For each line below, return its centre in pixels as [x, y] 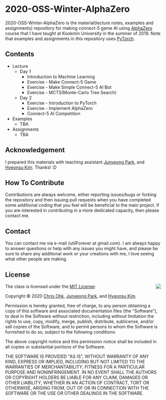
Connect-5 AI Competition [54, 113]
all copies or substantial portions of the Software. [55, 347]
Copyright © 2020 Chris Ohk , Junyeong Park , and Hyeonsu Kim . [71, 296]
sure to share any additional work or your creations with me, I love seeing [80, 254]
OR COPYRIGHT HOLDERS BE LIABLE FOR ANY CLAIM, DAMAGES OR [77, 377]
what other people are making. [36, 259]
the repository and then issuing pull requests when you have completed [78, 200]
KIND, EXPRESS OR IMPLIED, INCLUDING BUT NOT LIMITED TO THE [75, 362]
